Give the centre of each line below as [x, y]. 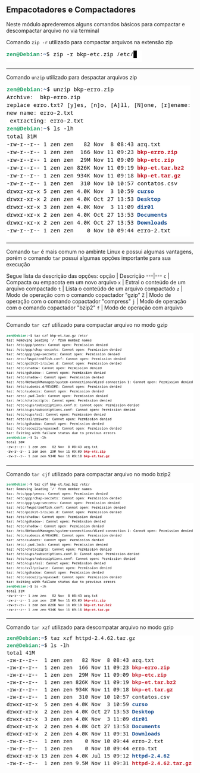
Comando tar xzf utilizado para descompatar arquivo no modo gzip [90, 627]
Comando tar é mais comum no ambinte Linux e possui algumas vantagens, [100, 251]
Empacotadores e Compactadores [71, 10]
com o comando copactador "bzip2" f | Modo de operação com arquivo [95, 308]
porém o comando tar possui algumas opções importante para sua [89, 258]
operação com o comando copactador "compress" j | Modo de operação [96, 301]
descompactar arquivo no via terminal [53, 30]
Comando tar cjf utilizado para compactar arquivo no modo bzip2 [88, 474]
